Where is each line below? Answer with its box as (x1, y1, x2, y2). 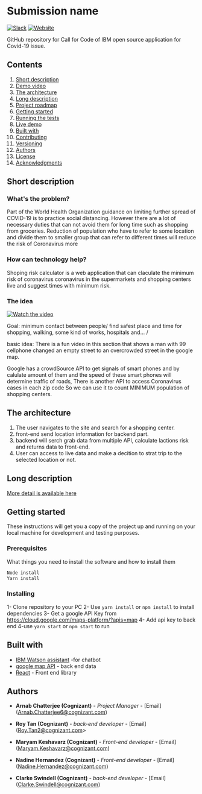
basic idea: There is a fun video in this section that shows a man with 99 (7, 341, 186, 348)
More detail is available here (7, 490, 77, 497)
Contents (7, 60, 43, 70)
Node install (7, 570, 40, 576)
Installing (7, 590, 35, 598)
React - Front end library (15, 669, 77, 676)
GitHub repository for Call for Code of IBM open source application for (7, 36, 181, 43)
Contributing (15, 133, 47, 140)
